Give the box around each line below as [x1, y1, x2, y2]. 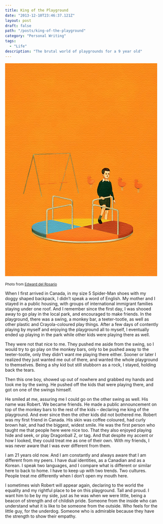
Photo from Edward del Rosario [5, 282, 57, 287]
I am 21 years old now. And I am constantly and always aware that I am [5, 452, 146, 458]
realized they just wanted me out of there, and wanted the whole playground [5, 357, 158, 362]
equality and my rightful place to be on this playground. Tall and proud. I [5, 487, 149, 493]
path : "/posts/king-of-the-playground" [5, 28, 86, 34]
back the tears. [5, 367, 36, 373]
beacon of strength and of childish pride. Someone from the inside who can [5, 498, 157, 504]
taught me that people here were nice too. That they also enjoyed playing [5, 427, 152, 433]
